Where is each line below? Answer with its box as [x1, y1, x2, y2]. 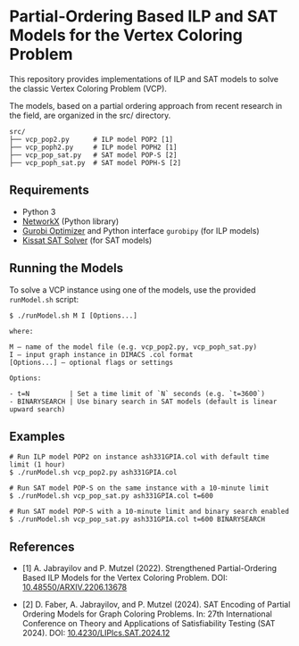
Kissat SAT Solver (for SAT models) [21, 235, 153, 245]
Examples [9, 428, 65, 443]
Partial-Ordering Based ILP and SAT [9, 6, 278, 27]
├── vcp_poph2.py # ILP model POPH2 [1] [9, 143, 178, 152]
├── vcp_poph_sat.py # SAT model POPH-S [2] [9, 158, 181, 167]
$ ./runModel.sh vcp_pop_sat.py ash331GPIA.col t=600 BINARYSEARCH [9, 515, 266, 524]
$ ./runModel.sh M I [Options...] [9, 311, 138, 320]
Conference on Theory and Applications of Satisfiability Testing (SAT [21, 618, 276, 629]
